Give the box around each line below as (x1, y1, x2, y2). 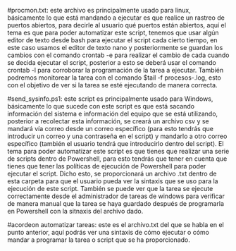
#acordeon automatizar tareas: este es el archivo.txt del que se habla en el (7, 221, 224, 228)
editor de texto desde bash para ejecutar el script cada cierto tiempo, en (7, 36, 218, 44)
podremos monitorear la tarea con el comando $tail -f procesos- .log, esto (7, 73, 222, 82)
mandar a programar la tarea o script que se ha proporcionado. (7, 235, 190, 244)
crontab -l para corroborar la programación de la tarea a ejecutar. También (7, 66, 224, 74)
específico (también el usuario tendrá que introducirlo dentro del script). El (7, 140, 224, 147)
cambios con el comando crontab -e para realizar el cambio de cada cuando (7, 51, 230, 59)
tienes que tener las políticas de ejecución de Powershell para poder (7, 162, 206, 170)
